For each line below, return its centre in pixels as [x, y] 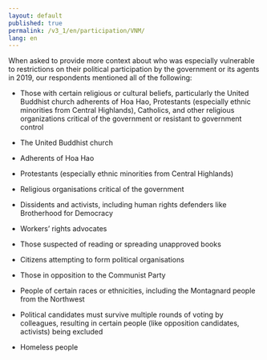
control [32, 127]
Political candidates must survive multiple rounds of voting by [121, 315]
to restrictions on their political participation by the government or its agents [134, 70]
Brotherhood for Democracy [67, 214]
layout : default [35, 16]
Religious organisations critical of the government [102, 190]
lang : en [23, 38]
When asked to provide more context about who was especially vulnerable [131, 61]
